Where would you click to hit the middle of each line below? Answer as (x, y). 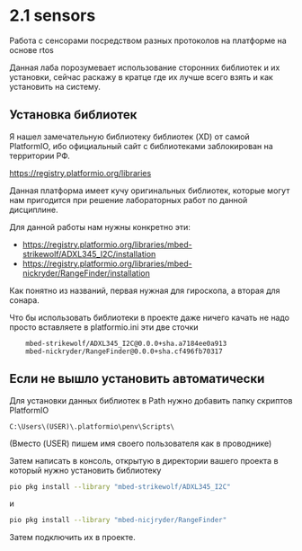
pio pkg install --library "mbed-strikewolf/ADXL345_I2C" (120, 486)
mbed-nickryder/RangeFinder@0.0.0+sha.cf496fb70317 (124, 351)
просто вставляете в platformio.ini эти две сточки (104, 327)
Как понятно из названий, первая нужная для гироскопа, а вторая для (145, 290)
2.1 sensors (53, 16)
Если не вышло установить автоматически (137, 379)
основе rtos (31, 49)
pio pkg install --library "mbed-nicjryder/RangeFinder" (118, 520)
